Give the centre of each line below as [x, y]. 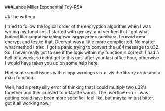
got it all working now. [27, 103]
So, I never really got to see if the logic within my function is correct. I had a [82, 52]
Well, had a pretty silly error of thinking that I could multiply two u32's [76, 87]
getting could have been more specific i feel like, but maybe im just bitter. [80, 98]
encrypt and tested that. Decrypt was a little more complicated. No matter [80, 42]
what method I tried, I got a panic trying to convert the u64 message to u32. [82, 47]
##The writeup [20, 17]
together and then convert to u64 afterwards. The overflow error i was [77, 92]
